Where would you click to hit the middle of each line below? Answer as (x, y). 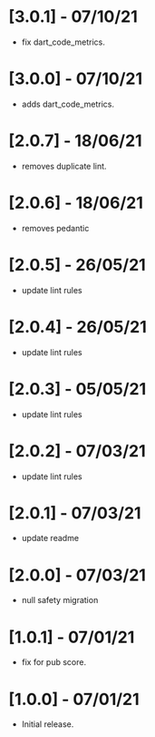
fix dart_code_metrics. (63, 42)
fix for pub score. (54, 662)
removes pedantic (55, 228)
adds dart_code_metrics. (68, 104)
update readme (50, 538)
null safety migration (60, 600)
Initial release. (48, 724)
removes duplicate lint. (64, 166)
